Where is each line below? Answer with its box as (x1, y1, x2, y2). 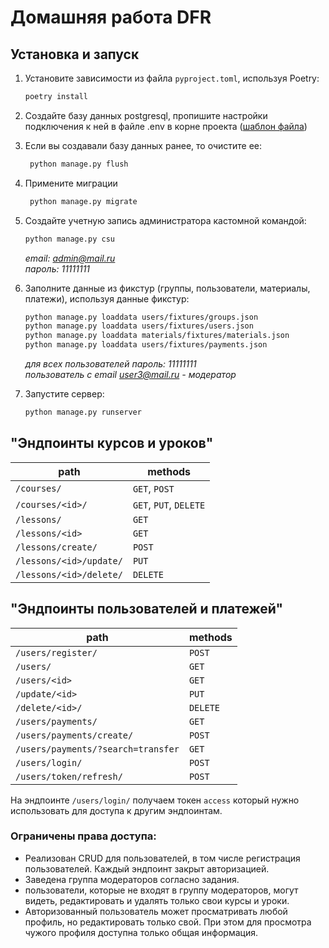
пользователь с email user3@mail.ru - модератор (24, 369, 237, 380)
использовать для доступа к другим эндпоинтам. (10, 804, 223, 816)
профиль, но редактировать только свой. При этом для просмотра (24, 916, 312, 928)
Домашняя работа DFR (10, 6, 212, 29)
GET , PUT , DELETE (132, 497, 206, 511)
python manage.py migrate (29, 196, 138, 206)
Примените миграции (24, 177, 118, 189)
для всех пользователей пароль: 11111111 (24, 358, 197, 370)
